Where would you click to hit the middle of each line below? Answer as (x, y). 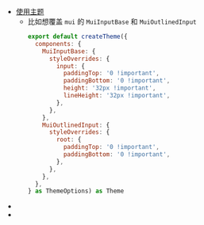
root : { (69, 140)
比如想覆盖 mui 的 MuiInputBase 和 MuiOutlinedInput (112, 21)
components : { (58, 44)
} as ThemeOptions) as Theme (76, 191)
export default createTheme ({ (78, 36)
